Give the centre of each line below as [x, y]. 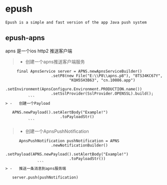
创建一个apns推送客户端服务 [55, 61]
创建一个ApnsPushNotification [57, 131]
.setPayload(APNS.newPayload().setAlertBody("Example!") [67, 154]
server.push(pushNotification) [45, 177]
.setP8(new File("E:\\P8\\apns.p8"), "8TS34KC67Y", [107, 76]
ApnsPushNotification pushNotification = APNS [69, 141]
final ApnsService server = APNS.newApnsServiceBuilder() [79, 71]
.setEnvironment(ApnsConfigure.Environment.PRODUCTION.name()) [74, 89]
